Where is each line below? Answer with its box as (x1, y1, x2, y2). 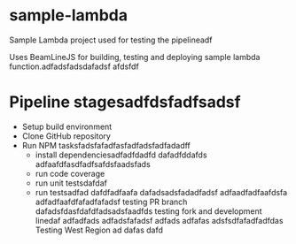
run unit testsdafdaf (35, 178, 108, 188)
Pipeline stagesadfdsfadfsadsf (9, 92, 241, 112)
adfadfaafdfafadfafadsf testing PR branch (35, 196, 188, 207)
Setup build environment (21, 121, 113, 132)
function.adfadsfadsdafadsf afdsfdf (9, 61, 139, 72)
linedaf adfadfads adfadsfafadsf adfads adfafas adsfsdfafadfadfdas (35, 215, 284, 225)
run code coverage (35, 168, 105, 179)
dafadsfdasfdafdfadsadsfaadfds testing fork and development (35, 205, 263, 217)
